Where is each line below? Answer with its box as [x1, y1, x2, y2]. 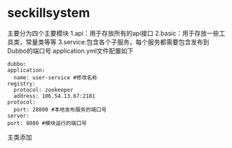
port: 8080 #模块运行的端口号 [7, 119, 88, 127]
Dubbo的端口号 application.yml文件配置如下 [7, 46, 134, 55]
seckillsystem [7, 5, 90, 21]
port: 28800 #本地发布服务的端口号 [13, 106, 107, 113]
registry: [7, 80, 36, 87]
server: [7, 112, 30, 119]
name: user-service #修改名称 [13, 74, 98, 81]
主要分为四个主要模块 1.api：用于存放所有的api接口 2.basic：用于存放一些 [7, 29, 219, 37]
